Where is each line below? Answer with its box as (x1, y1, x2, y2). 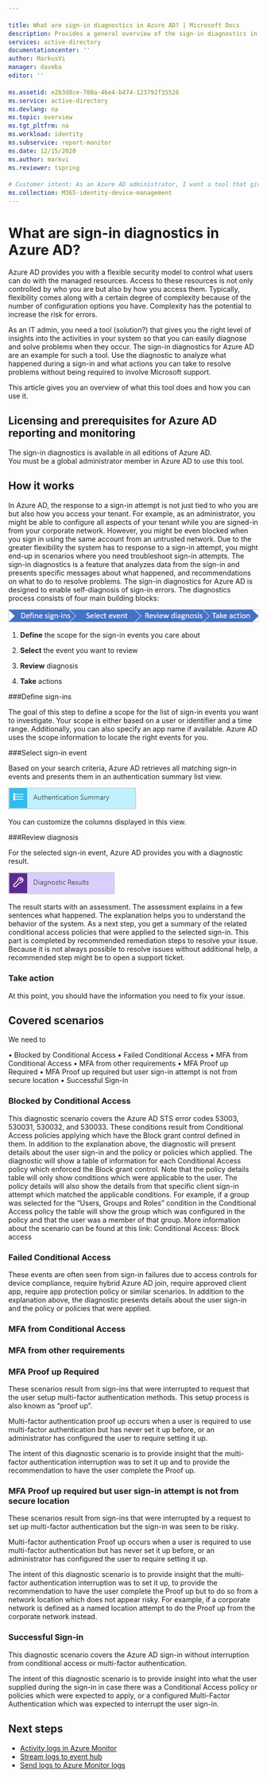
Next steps (8, 1722, 64, 1736)
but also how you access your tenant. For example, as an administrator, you (8, 509, 256, 518)
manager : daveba (8, 64, 62, 72)
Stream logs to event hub (19, 1752, 103, 1761)
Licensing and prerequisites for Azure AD (8, 414, 217, 428)
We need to (8, 1035, 46, 1045)
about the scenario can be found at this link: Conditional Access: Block (8, 1223, 240, 1233)
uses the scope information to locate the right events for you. (8, 732, 209, 743)
